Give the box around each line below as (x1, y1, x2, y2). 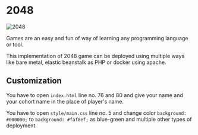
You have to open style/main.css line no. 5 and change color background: (6, 109, 187, 116)
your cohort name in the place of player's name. (6, 98, 124, 105)
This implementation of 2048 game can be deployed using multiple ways (6, 52, 185, 59)
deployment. (6, 122, 37, 129)
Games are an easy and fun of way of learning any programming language (6, 34, 188, 41)
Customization (6, 76, 62, 86)
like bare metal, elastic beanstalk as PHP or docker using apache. (6, 59, 166, 66)
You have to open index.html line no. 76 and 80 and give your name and (6, 91, 183, 98)
